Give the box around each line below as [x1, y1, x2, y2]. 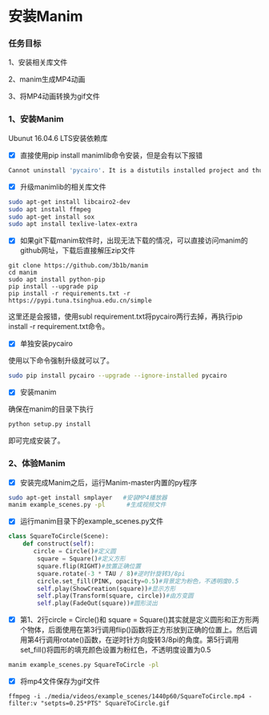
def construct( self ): [22, 540, 94, 548]
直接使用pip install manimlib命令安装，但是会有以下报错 [19, 150, 203, 160]
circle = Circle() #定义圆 [33, 548, 116, 556]
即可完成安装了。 [8, 436, 65, 445]
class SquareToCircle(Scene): [8, 532, 110, 540]
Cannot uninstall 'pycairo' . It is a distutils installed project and [8, 166, 249, 175]
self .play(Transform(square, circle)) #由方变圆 [37, 592, 194, 601]
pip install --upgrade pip [8, 283, 98, 291]
